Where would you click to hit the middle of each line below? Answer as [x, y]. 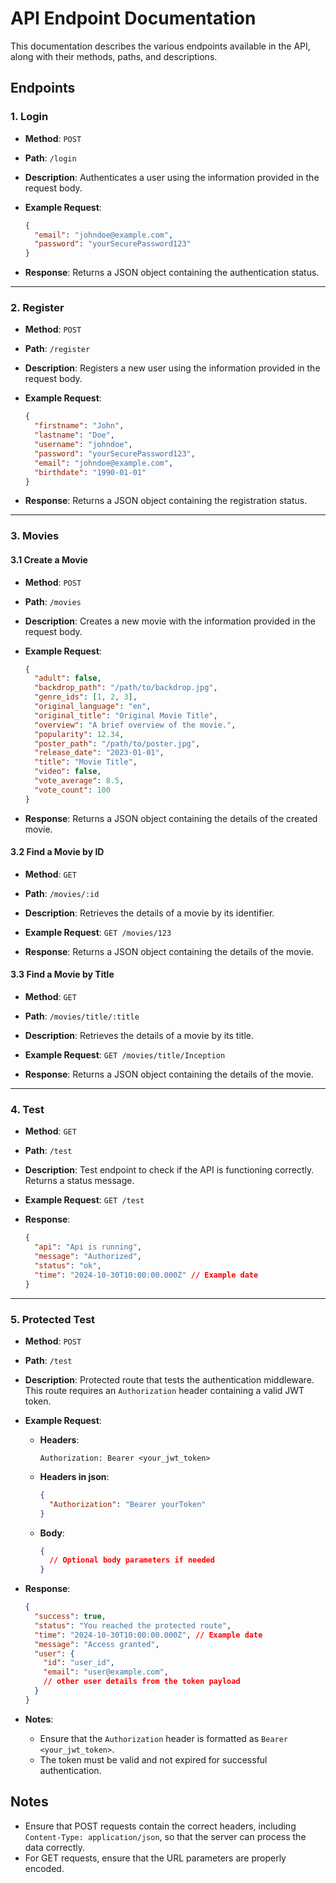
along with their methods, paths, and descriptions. [114, 56]
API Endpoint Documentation [133, 18]
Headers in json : [74, 1476]
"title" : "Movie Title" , [86, 762]
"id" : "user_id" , [79, 1663]
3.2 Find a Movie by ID [57, 852]
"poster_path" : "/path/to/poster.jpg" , [117, 743]
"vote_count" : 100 [72, 790]
